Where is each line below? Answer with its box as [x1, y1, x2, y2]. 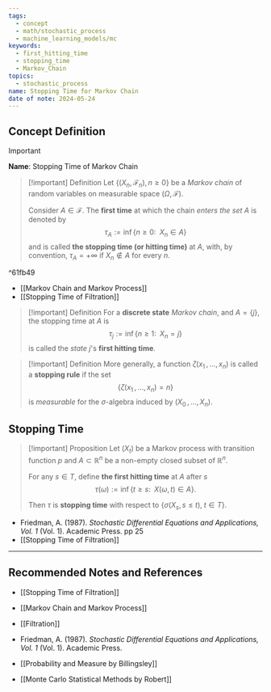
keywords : [8, 42, 42, 50]
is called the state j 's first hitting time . [27, 344, 156, 353]
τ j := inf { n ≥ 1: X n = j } [108, 329, 183, 340]
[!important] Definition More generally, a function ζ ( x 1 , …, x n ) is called [27, 359, 258, 371]
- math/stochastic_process [15, 27, 106, 35]
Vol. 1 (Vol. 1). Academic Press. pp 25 [19, 526, 144, 536]
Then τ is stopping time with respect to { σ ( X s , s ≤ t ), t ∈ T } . [27, 500, 227, 512]
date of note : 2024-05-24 [8, 95, 95, 103]
